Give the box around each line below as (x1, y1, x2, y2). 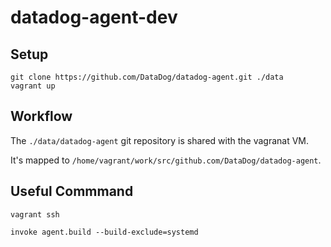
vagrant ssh (10, 209, 60, 220)
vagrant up (10, 81, 56, 91)
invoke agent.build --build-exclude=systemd (10, 227, 199, 237)
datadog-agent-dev (10, 6, 178, 29)
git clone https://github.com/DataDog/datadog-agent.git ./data (10, 72, 284, 82)
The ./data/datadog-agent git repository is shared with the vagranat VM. (10, 134, 310, 146)
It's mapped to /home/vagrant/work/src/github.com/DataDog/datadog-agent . (10, 154, 322, 166)
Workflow (10, 108, 73, 125)
